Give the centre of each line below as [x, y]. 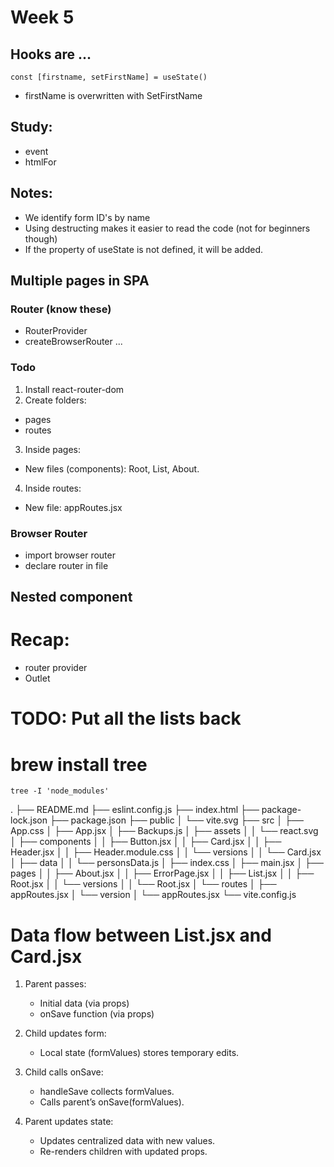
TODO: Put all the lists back [126, 718]
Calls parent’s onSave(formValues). [112, 1102]
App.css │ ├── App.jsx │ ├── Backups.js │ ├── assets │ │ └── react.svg [164, 831]
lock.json [29, 820]
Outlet [37, 678]
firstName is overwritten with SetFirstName [113, 95]
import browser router [70, 555]
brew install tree [79, 764]
